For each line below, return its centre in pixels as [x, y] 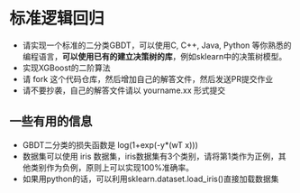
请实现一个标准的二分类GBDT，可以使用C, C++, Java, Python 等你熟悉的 [157, 45]
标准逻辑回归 [57, 18]
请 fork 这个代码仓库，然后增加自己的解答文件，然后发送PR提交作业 [147, 78]
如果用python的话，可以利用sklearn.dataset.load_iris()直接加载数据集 [150, 179]
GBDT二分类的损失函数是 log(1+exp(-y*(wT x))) [110, 144]
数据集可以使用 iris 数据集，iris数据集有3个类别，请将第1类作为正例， [150, 156]
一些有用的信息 [51, 121]
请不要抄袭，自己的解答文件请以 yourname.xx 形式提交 [124, 90]
